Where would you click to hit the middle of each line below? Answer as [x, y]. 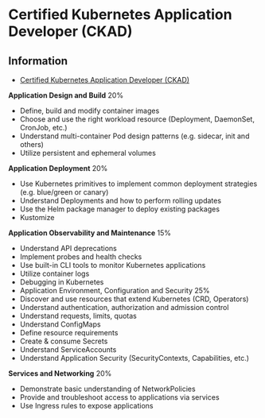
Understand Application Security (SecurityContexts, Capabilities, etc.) [134, 358]
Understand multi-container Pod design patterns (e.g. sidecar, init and [134, 136]
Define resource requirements [69, 333]
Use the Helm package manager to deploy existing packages [120, 209]
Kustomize [37, 217]
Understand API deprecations [68, 248]
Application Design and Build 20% [66, 95]
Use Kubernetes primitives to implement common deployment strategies [138, 184]
